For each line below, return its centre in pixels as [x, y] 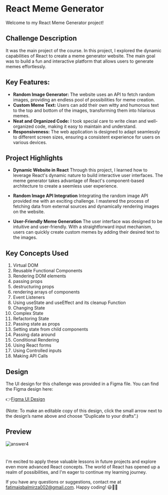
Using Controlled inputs [37, 351]
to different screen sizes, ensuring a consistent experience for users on [86, 137]
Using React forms [32, 345]
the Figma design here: [29, 389]
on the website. [29, 212]
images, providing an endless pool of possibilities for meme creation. [84, 100]
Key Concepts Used [37, 253]
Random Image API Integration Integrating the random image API [80, 196]
